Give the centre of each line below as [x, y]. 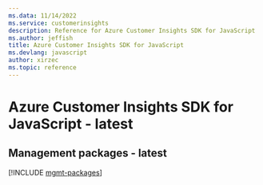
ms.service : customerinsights [59, 23]
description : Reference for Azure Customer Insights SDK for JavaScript [132, 30]
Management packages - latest [88, 154]
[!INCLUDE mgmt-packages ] [55, 172]
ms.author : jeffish [41, 38]
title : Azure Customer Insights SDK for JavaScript [96, 45]
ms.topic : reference [43, 68]
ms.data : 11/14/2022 [43, 16]
